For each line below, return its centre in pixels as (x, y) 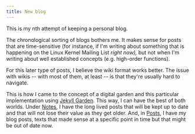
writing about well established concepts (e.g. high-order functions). (88, 58)
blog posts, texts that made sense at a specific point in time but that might (96, 119)
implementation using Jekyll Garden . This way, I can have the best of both (96, 100)
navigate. (17, 83)
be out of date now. (30, 125)
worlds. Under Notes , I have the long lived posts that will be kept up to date (97, 106)
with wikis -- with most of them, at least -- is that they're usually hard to (93, 76)
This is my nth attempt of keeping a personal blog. (67, 28)
